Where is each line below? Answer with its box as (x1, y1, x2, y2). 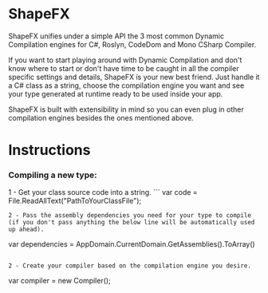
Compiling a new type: (8, 169, 97, 180)
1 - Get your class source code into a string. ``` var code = (8, 188, 198, 197)
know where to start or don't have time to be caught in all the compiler (8, 63, 239, 73)
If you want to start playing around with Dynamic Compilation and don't (8, 55, 242, 65)
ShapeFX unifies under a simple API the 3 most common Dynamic (8, 31, 225, 41)
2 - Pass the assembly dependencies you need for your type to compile (8, 212, 251, 220)
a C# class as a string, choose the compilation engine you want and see (8, 81, 245, 90)
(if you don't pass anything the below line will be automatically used (8, 219, 255, 227)
